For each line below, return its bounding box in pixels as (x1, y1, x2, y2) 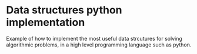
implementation (6, 16, 85, 29)
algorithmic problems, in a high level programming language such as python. (6, 41, 192, 48)
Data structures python (6, 3, 122, 17)
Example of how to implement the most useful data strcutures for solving (6, 35, 182, 42)
